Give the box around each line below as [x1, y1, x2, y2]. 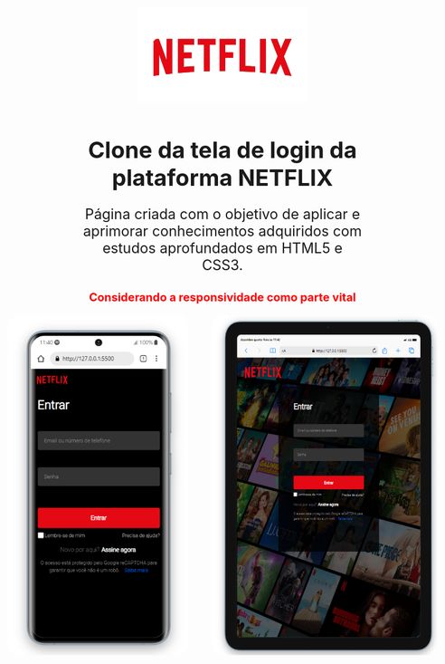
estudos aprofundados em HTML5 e [101, 239, 344, 257]
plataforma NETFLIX [111, 163, 334, 192]
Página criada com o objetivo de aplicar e [84, 206, 361, 223]
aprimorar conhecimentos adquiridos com [82, 222, 363, 240]
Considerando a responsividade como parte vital [88, 290, 357, 304]
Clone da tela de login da [88, 136, 357, 164]
